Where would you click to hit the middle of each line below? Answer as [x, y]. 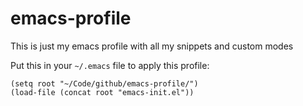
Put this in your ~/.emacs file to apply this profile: [110, 65]
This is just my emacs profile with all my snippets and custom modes [152, 46]
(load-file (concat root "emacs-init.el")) [102, 92]
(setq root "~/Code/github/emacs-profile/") [104, 83]
